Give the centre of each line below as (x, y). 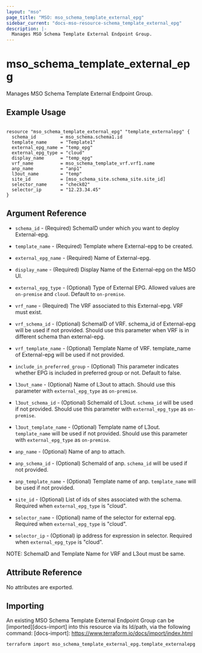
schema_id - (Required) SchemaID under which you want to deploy (97, 228)
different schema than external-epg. (60, 336)
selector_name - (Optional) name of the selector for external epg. (95, 517)
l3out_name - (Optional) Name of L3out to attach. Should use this (95, 384)
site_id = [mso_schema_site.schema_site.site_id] (89, 179)
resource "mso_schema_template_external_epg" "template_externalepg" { (98, 131)
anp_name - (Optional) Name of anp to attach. (70, 451)
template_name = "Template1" (54, 142)
